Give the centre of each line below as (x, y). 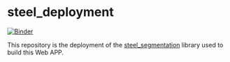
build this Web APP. (36, 52)
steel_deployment (60, 12)
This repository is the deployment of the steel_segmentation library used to (115, 45)
